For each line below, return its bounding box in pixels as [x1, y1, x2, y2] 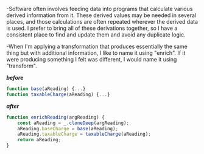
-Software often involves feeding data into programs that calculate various [6, 5, 193, 12]
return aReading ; [17, 137, 62, 143]
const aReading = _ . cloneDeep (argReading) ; [17, 120, 130, 126]
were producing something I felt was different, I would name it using [6, 56, 177, 63]
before [6, 74, 24, 81]
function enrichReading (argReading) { [6, 114, 105, 121]
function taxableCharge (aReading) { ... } [6, 91, 111, 97]
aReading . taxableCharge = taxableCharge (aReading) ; [17, 131, 151, 138]
